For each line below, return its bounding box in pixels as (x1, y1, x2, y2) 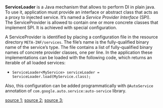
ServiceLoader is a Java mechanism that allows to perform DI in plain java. (5, 4, 156, 10)
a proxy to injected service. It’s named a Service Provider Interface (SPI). (5, 15, 151, 20)
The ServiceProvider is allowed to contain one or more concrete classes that (5, 19, 159, 25)
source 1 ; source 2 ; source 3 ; (5, 97, 64, 103)
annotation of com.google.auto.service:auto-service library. (5, 88, 127, 93)
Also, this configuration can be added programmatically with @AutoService (5, 83, 154, 89)
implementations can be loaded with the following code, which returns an (5, 55, 152, 60)
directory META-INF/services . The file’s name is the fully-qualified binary (5, 39, 149, 45)
